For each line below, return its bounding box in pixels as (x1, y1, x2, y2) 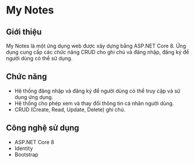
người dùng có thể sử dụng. (6, 55, 73, 61)
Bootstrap (14, 151, 39, 158)
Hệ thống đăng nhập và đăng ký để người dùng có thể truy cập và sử (14, 87, 181, 94)
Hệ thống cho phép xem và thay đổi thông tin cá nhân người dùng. (14, 100, 174, 107)
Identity (14, 145, 33, 152)
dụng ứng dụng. (14, 93, 54, 100)
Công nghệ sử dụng (6, 123, 79, 133)
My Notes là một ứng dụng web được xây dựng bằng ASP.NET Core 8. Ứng (6, 42, 186, 49)
